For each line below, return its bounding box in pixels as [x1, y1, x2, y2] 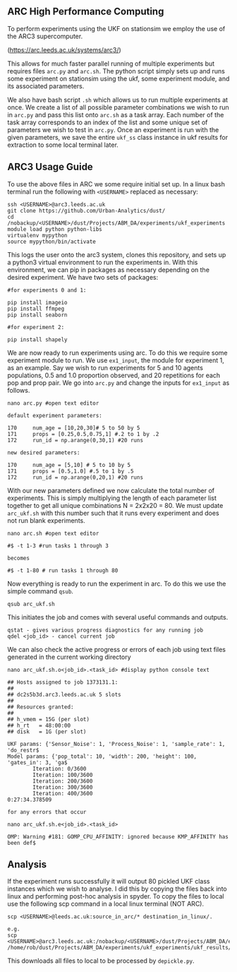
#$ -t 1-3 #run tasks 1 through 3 [7, 542, 109, 550]
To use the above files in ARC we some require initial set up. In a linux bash [7, 179, 226, 188]
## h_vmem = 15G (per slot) [7, 716, 90, 723]
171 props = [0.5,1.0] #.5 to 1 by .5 [7, 468, 134, 475]
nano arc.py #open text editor [7, 399, 99, 407]
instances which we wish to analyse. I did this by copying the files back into [7, 884, 227, 893]
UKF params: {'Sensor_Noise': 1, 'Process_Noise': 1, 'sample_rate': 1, [7, 740, 226, 747]
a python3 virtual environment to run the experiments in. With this [7, 258, 198, 266]
